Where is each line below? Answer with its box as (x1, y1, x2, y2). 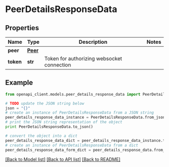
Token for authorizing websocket (44, 55, 122, 62)
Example (5, 78, 33, 87)
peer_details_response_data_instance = (5, 115, 89, 120)
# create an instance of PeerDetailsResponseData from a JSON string (5, 110, 154, 115)
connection (44, 61, 71, 68)
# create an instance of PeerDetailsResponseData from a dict (5, 142, 138, 148)
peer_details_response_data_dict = (5, 138, 80, 143)
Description (78, 39, 108, 45)
